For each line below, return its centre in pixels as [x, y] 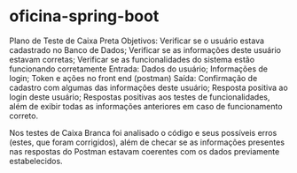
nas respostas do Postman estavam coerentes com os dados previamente [145, 151]
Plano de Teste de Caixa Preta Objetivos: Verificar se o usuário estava [137, 41]
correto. [23, 116]
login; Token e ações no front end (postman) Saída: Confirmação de [133, 78]
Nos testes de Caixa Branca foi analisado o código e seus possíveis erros [143, 132]
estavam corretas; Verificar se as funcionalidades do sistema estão [132, 59]
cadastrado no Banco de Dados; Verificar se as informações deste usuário [145, 49]
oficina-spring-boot [84, 16]
